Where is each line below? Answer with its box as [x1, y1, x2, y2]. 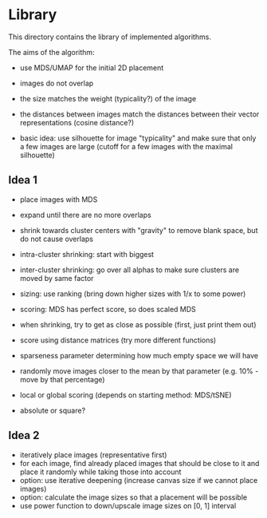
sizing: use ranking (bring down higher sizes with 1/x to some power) [19, 289, 246, 299]
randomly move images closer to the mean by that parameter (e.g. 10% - [19, 366, 259, 376]
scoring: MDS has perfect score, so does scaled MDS [19, 304, 197, 314]
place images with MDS [19, 194, 98, 204]
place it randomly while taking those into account [19, 467, 182, 476]
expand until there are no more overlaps [19, 210, 151, 219]
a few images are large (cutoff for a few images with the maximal [19, 141, 234, 151]
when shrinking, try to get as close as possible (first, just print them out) [19, 319, 257, 329]
